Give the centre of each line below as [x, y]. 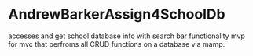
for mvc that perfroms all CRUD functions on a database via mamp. [117, 44]
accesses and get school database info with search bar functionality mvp [127, 36]
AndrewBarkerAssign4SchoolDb [117, 14]
